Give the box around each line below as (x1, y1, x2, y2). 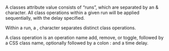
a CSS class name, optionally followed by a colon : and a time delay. (5, 40, 149, 46)
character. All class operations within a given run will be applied (5, 10, 140, 16)
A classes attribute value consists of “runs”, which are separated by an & (5, 5, 159, 10)
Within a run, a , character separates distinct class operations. (5, 25, 136, 31)
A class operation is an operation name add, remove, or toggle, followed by (5, 35, 164, 40)
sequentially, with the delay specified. (5, 15, 85, 21)
